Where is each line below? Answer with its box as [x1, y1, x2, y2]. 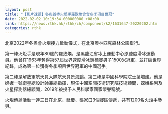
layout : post [5, 7, 32, 12]
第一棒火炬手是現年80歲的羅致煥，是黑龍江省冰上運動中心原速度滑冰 [5, 51, 146, 57]
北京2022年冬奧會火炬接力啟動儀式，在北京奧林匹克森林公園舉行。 [5, 40, 143, 46]
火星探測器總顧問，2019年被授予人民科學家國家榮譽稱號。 [5, 86, 125, 92]
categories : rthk [5, 26, 41, 31]
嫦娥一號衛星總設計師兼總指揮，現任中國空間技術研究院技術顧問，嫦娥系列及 [5, 80, 163, 86]
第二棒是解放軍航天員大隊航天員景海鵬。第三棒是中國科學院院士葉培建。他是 [5, 74, 163, 80]
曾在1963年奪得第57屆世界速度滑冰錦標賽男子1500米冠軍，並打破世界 [18, 57, 161, 63]
